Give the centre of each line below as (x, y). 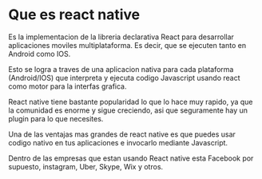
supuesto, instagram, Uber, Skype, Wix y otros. (86, 166)
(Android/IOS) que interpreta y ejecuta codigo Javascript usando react (125, 78)
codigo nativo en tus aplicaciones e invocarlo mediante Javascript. (118, 142)
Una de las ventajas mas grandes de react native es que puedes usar (122, 134)
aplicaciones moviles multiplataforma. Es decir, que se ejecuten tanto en (127, 45)
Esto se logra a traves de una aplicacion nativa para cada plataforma (121, 69)
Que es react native (74, 15)
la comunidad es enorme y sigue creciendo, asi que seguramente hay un (128, 110)
